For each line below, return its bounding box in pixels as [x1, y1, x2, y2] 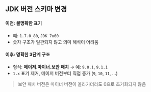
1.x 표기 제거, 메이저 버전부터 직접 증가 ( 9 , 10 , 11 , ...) [12, 70, 118, 76]
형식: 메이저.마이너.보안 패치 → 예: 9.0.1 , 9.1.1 [12, 63, 108, 70]
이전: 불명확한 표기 [5, 20, 42, 26]
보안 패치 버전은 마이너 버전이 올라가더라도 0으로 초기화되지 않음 [17, 81, 146, 87]
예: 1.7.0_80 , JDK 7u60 [12, 32, 59, 38]
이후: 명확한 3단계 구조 [5, 52, 50, 58]
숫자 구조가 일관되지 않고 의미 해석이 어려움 [12, 39, 99, 45]
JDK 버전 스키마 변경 [5, 5, 67, 14]
